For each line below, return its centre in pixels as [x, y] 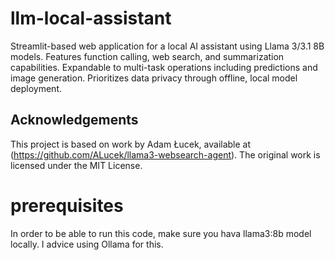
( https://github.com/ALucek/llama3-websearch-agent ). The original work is [165, 154]
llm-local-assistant [91, 18]
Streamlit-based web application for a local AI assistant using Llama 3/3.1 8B [167, 46]
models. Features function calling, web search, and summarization [147, 56]
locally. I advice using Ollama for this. [87, 244]
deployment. [36, 88]
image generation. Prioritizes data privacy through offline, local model [154, 78]
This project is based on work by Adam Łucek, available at [131, 144]
